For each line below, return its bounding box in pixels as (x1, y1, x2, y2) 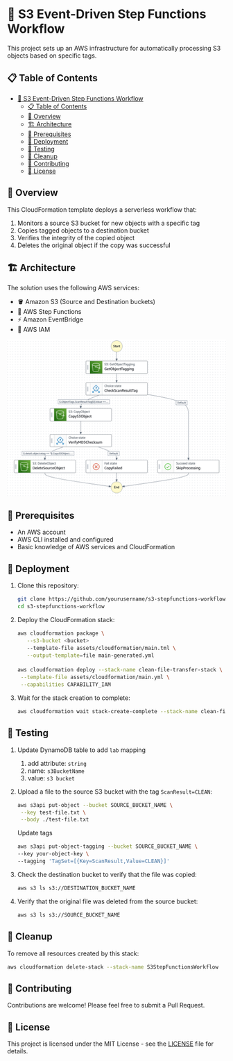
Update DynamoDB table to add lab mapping (17, 746, 146, 754)
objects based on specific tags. (7, 51, 97, 60)
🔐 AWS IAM (17, 326, 51, 334)
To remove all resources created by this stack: (7, 949, 139, 958)
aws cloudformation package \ (17, 630, 105, 637)
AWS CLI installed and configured (17, 535, 114, 544)
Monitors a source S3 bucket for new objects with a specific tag (17, 219, 200, 227)
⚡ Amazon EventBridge (17, 315, 84, 324)
